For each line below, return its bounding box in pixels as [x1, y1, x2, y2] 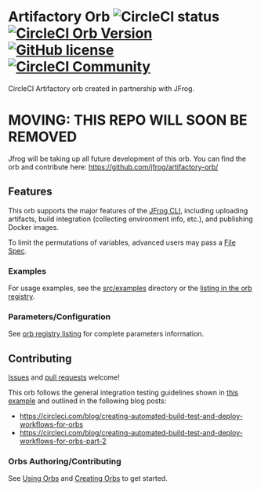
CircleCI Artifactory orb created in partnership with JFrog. [8, 83, 194, 93]
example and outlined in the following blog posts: [8, 396, 167, 406]
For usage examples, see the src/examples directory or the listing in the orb [8, 283, 252, 293]
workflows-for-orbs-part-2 [19, 436, 107, 446]
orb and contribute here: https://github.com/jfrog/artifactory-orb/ [8, 162, 219, 172]
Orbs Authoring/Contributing [8, 456, 121, 467]
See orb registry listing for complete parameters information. [8, 329, 205, 339]
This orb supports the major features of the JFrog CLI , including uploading [8, 205, 248, 215]
